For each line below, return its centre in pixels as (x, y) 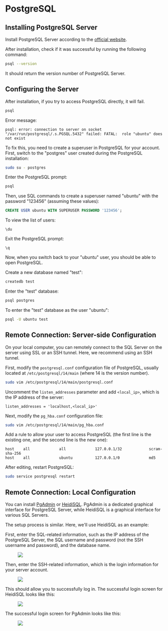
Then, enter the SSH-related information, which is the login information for (82, 565)
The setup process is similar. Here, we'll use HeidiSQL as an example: (77, 525)
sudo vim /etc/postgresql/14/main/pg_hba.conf (55, 425)
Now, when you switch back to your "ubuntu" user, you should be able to (81, 257)
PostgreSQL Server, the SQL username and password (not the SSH (74, 540)
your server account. (27, 570)
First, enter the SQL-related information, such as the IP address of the (77, 535)
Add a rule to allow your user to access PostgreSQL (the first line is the (78, 435)
